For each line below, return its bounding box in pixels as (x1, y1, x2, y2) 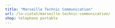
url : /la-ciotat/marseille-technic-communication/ (5, 11, 111, 16)
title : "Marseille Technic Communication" (5, 7, 93, 12)
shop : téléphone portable (5, 16, 58, 20)
